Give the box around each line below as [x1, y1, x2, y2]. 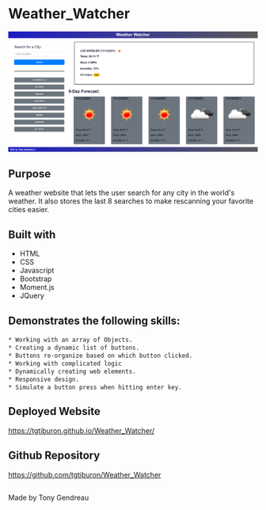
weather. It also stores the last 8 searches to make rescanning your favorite [8, 196, 254, 206]
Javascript [19, 266, 55, 276]
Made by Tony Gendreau [8, 493, 89, 503]
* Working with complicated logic [8, 360, 123, 368]
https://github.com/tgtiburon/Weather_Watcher [8, 470, 161, 479]
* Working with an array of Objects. [8, 336, 133, 344]
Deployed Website [8, 405, 101, 418]
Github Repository [8, 449, 101, 462]
